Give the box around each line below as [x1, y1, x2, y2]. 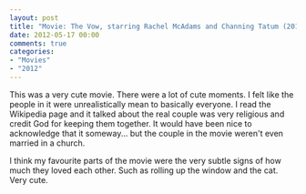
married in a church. [9, 138, 86, 148]
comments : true [9, 38, 67, 48]
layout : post [9, 13, 59, 23]
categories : [9, 47, 55, 56]
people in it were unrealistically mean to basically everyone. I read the [9, 98, 271, 109]
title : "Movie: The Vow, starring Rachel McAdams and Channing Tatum [9, 22, 280, 31]
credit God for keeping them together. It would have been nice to [9, 117, 252, 128]
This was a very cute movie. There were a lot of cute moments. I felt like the [9, 88, 294, 100]
